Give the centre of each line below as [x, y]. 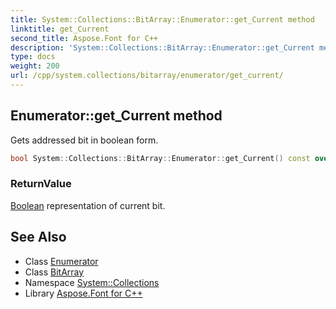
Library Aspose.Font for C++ [83, 293]
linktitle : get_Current [60, 29]
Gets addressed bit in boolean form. [84, 140]
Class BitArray [54, 272]
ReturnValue [41, 184]
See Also [38, 237]
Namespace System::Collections [92, 282]
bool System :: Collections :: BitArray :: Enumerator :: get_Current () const [160, 158]
